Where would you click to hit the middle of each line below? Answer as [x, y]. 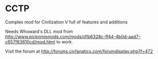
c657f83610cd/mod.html [30, 41]
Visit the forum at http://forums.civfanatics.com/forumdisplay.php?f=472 [79, 51]
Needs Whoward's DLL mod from [39, 31]
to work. [64, 41]
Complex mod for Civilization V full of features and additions [66, 22]
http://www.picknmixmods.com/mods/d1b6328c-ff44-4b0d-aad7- [73, 37]
